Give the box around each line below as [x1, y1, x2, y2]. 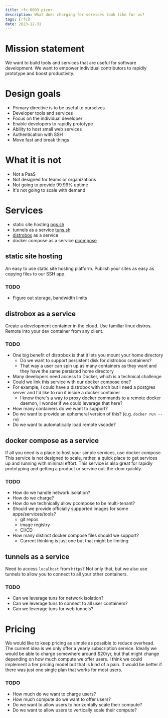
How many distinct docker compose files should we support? [12, 532, 139, 539]
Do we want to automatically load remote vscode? [12, 421, 116, 428]
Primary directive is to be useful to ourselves [12, 105, 105, 111]
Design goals [5, 88, 61, 100]
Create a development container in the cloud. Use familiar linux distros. [5, 323, 152, 329]
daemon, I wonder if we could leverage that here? [20, 400, 123, 406]
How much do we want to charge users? [12, 691, 96, 697]
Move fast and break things [12, 137, 69, 143]
